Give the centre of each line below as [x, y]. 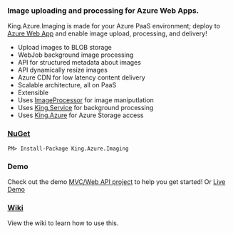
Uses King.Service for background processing [86, 108]
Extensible [33, 93]
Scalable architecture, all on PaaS [67, 85]
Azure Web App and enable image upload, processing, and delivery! [108, 33]
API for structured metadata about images [79, 63]
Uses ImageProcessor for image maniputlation [86, 100]
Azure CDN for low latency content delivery [82, 77]
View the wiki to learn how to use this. [63, 223]
